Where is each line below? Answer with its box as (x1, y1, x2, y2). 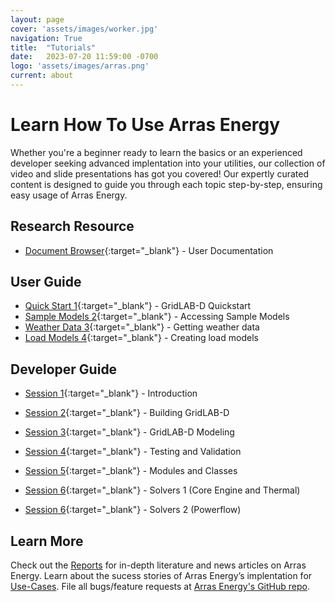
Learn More (10, 532, 84, 550)
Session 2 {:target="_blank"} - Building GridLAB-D (24, 407, 230, 419)
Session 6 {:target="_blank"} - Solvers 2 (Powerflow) (24, 504, 242, 516)
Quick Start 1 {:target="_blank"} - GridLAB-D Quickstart (24, 300, 252, 312)
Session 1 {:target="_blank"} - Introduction (24, 387, 198, 400)
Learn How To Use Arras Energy (10, 114, 281, 136)
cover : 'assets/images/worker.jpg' (10, 24, 159, 34)
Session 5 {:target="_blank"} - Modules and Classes (24, 465, 238, 477)
